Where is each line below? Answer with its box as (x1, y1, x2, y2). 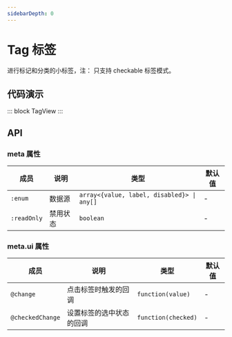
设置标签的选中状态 (66, 308, 130, 318)
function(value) (137, 291, 191, 298)
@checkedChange (10, 314, 61, 322)
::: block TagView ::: (7, 107, 64, 115)
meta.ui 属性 (7, 241, 50, 251)
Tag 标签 (7, 42, 57, 57)
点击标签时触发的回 (66, 285, 130, 294)
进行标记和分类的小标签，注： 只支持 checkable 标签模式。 (7, 66, 175, 75)
